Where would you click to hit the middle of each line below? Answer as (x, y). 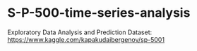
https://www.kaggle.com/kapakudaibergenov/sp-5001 (86, 39)
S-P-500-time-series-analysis (99, 13)
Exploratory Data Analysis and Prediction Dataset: (80, 32)
